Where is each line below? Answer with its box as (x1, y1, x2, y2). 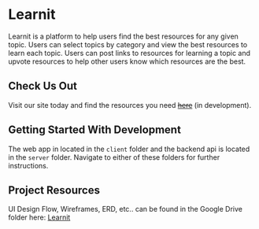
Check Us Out (8, 79, 77, 93)
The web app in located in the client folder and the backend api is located (8, 144, 250, 153)
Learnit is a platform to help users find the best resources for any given (8, 31, 239, 41)
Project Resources (8, 183, 101, 197)
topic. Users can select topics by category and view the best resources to (8, 39, 248, 49)
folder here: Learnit (8, 212, 71, 222)
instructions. (8, 161, 49, 170)
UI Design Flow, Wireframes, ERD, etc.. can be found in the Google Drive (8, 205, 242, 214)
